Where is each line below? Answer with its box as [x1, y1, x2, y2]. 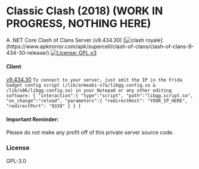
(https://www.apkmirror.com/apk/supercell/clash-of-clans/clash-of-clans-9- [6, 43, 194, 50]
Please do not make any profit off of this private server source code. [6, 129, 174, 136]
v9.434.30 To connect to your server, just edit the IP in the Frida [6, 76, 183, 83]
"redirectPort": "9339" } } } [6, 103, 82, 109]
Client [6, 62, 22, 70]
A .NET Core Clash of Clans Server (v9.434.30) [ [6, 36, 126, 43]
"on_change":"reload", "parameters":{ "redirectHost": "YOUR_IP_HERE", [6, 98, 188, 104]
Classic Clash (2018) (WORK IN [6, 4, 163, 18]
